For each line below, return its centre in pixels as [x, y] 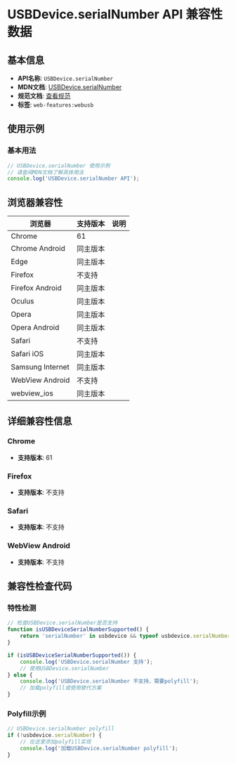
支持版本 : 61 [35, 457]
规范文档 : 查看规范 [44, 96]
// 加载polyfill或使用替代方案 [61, 688]
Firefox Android [36, 288]
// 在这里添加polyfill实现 [55, 742]
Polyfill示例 [27, 714]
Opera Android [35, 327]
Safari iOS [27, 354]
